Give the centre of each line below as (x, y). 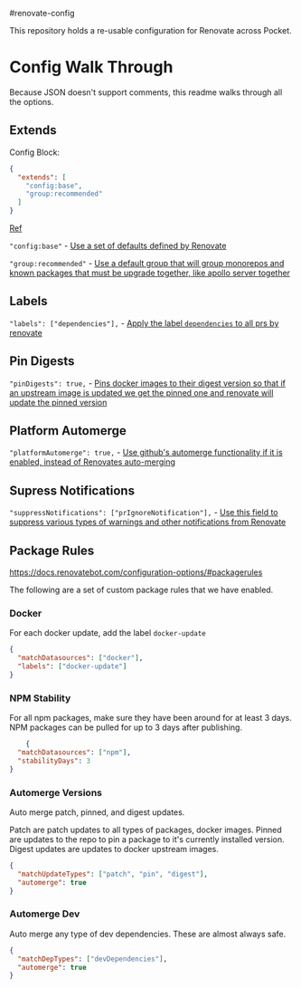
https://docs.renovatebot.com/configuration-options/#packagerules (136, 572)
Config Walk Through (91, 67)
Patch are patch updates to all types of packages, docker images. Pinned (146, 830)
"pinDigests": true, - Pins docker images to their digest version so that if (148, 383)
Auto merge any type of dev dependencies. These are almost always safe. (148, 934)
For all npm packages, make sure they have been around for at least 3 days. (150, 718)
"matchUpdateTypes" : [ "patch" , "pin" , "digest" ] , (113, 874)
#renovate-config (42, 13)
